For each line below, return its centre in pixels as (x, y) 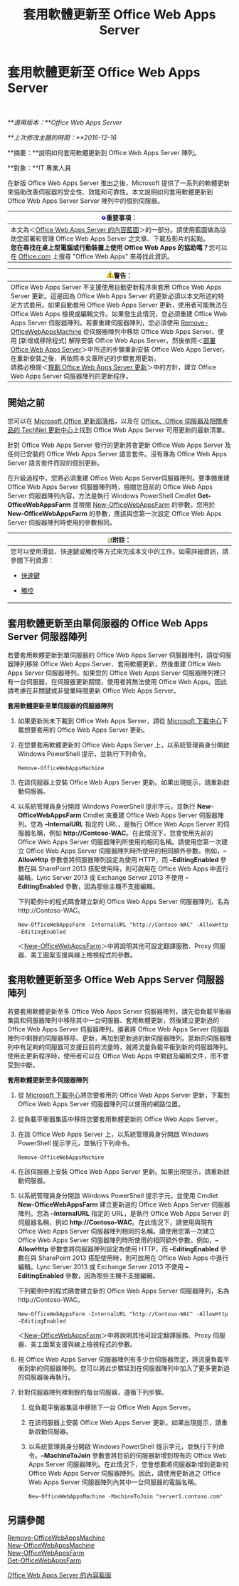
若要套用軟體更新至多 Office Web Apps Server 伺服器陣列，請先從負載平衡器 (119, 1012)
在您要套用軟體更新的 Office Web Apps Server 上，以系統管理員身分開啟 (123, 745)
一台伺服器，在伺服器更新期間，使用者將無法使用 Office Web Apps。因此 (120, 682)
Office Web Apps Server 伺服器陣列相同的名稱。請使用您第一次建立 (116, 1231)
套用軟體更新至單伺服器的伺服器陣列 (60, 706)
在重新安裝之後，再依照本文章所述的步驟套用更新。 (85, 358)
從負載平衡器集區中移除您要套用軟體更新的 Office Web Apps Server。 (119, 1119)
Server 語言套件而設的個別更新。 (55, 463)
